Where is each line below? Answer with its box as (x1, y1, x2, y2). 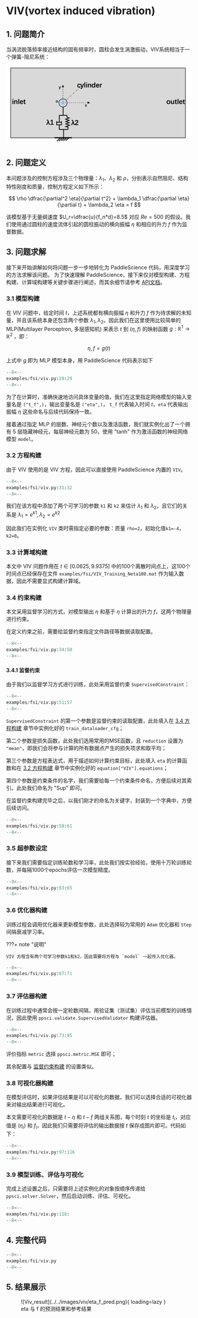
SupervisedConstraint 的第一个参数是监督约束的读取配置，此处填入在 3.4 (6, 717, 184, 724)
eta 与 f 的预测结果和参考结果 (21, 1305, 92, 1312)
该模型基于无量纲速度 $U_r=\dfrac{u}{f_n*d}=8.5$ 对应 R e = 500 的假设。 (6, 213, 186, 220)
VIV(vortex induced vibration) (6, 4, 156, 18)
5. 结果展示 (6, 1282, 46, 1292)
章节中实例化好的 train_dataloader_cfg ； (22, 724, 124, 731)
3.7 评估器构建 (6, 992, 47, 1000)
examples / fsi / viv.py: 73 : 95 (6, 1033, 72, 1039)
